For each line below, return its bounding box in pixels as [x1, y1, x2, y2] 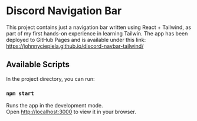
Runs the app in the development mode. [6, 102, 103, 109]
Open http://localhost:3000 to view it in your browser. [6, 108, 137, 116]
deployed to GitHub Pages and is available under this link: [6, 36, 146, 43]
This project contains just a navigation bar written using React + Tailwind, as [6, 24, 192, 31]
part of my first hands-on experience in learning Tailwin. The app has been [6, 30, 188, 37]
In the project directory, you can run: [6, 75, 95, 82]
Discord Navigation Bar [6, 4, 122, 18]
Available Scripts [6, 60, 70, 70]
